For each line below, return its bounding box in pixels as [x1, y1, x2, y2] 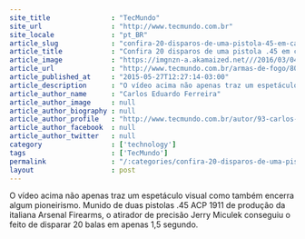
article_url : [9, 65, 116, 74]
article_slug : [9, 38, 116, 48]
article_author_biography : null [9, 106, 136, 115]
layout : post [9, 165, 136, 174]
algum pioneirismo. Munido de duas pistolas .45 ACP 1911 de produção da [9, 200, 286, 211]
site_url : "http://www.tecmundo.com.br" [9, 22, 233, 31]
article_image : [9, 55, 116, 65]
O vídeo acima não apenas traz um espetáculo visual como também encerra [9, 190, 295, 201]
